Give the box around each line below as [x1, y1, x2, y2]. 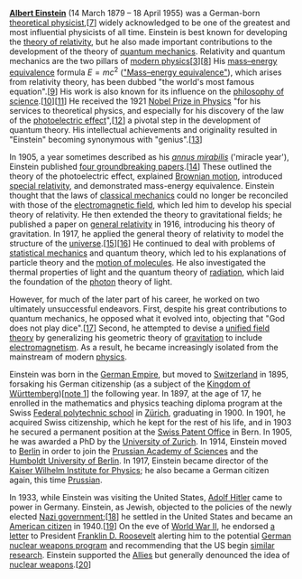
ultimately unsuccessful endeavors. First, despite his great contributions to [9, 303, 287, 314]
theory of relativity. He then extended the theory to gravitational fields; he [9, 209, 282, 219]
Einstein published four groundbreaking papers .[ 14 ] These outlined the [9, 161, 272, 172]
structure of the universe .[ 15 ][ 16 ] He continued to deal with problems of [9, 238, 276, 248]
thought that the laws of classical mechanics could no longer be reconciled [9, 190, 288, 201]
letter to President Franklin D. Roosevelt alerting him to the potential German [9, 530, 292, 541]
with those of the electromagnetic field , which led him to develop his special [9, 199, 292, 210]
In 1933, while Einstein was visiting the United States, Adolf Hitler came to [9, 491, 283, 502]
